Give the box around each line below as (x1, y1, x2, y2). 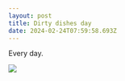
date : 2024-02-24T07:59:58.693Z (8, 26, 117, 34)
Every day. (8, 49, 44, 59)
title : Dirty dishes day (8, 19, 92, 27)
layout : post (8, 11, 52, 20)
